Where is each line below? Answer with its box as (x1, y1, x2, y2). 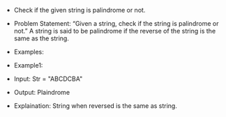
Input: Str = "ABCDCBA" (13, 75, 83, 83)
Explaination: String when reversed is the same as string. (13, 102, 178, 110)
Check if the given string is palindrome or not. (13, 6, 146, 14)
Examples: (13, 48, 44, 56)
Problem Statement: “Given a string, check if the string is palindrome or (13, 19, 219, 27)
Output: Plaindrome (13, 88, 70, 96)
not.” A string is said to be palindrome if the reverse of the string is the (13, 27, 216, 35)
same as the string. (13, 34, 70, 42)
